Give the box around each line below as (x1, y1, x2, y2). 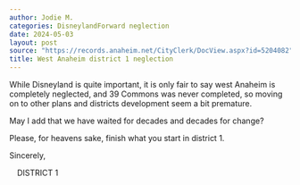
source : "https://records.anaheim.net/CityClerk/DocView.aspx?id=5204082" (9, 46, 294, 55)
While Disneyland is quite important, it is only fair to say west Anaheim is (9, 80, 276, 89)
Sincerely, (9, 150, 46, 161)
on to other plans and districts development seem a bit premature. (9, 98, 253, 108)
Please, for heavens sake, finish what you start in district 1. (9, 133, 225, 143)
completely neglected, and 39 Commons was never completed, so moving (9, 88, 283, 99)
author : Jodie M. (9, 13, 74, 22)
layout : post (9, 38, 58, 47)
